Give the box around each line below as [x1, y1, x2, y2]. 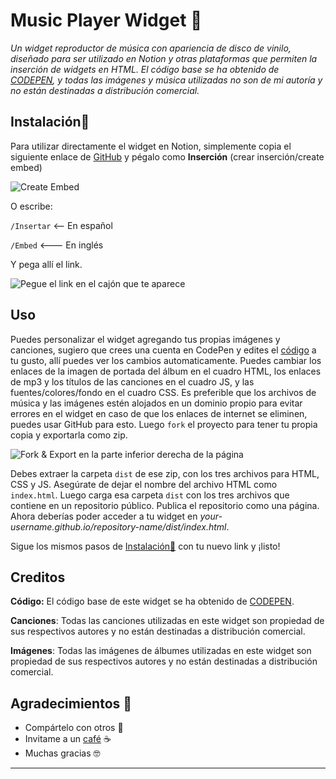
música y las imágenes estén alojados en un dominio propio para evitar [10, 397, 303, 409]
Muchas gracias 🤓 [24, 747, 101, 759]
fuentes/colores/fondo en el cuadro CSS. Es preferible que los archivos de [10, 386, 317, 398]
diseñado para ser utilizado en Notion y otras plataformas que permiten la [10, 52, 318, 64]
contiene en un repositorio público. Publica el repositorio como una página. [10, 499, 320, 511]
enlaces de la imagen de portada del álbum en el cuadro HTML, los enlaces [10, 365, 322, 377]
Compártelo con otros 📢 [24, 722, 124, 734]
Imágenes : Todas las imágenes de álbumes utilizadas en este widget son [10, 645, 312, 657]
